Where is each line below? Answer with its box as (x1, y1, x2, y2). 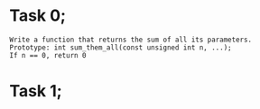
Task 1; (9, 81, 63, 102)
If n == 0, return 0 (9, 50, 88, 59)
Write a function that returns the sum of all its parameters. (9, 35, 253, 44)
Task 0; (9, 5, 66, 26)
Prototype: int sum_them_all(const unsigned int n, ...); (9, 42, 232, 52)
